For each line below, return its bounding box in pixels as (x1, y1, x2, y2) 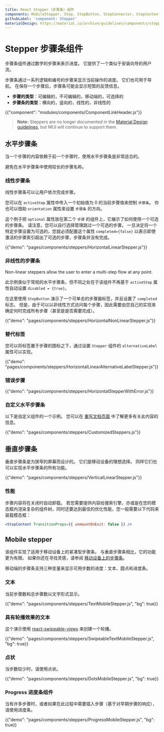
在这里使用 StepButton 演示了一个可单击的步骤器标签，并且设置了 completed (5, 296, 157, 301)
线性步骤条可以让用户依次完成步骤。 (5, 189, 78, 195)
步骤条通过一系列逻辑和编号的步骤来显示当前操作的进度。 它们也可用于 (5, 77, 147, 83)
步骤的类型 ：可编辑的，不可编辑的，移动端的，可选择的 (12, 93, 123, 99)
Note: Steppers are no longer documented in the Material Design (17, 119, 148, 125)
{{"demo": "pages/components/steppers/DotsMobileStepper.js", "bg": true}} (5, 676, 159, 682)
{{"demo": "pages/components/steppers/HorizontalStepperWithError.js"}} (5, 389, 154, 394)
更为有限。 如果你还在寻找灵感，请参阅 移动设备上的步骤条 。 (5, 555, 127, 561)
